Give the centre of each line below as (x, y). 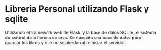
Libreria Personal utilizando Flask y (77, 9)
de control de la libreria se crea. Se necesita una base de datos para (73, 37)
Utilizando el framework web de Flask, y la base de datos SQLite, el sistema (81, 32)
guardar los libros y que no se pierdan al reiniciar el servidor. (65, 42)
